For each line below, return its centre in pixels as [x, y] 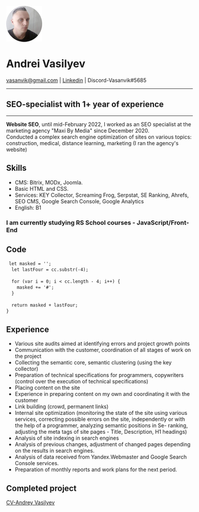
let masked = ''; [30, 264]
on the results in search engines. [54, 451]
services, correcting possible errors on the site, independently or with [100, 419]
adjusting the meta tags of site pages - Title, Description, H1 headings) [101, 432]
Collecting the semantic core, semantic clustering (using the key [93, 363]
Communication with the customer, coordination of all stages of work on [103, 350]
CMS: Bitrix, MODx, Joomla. [49, 182]
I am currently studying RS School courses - [71, 223]
